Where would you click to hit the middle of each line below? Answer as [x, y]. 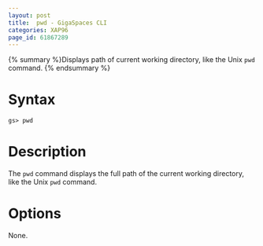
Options [35, 214]
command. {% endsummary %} [59, 68]
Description [47, 152]
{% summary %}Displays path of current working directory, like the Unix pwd [132, 60]
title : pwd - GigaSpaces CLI [58, 23]
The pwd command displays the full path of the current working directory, [126, 174]
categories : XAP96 [38, 30]
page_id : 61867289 [38, 37]
